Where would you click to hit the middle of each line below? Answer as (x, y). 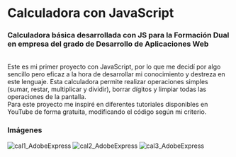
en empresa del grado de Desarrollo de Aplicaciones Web (108, 44)
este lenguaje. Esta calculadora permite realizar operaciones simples (108, 82)
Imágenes (25, 130)
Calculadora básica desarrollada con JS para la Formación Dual (118, 35)
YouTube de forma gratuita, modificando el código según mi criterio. (107, 112)
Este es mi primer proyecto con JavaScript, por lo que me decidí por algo (114, 67)
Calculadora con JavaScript (91, 13)
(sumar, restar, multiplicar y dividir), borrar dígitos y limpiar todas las (107, 89)
